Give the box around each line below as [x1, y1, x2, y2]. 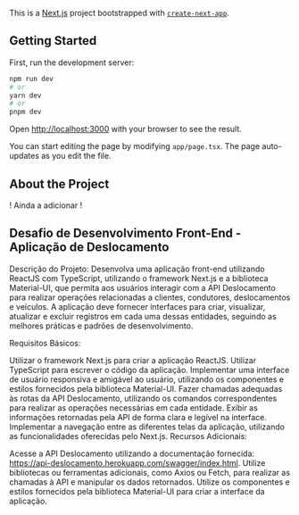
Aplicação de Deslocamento [9, 240, 170, 255]
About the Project [9, 176, 110, 191]
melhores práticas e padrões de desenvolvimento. [9, 320, 194, 331]
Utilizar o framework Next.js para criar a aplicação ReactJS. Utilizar [9, 354, 257, 365]
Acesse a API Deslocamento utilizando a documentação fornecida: [9, 448, 255, 459]
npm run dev [9, 74, 54, 83]
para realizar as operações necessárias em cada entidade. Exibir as [9, 402, 259, 413]
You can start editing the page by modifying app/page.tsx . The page [9, 141, 261, 152]
